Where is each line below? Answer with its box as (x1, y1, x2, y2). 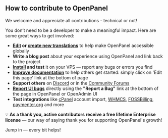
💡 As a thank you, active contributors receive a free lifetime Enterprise (5, 111, 156, 117)
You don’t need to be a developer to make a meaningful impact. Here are (5, 27, 156, 33)
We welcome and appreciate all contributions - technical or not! (5, 17, 137, 23)
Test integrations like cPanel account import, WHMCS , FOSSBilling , (12, 96, 154, 102)
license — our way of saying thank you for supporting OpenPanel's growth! (5, 117, 162, 123)
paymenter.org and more (12, 101, 65, 108)
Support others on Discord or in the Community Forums (12, 80, 130, 86)
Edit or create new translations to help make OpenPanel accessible (12, 42, 154, 49)
